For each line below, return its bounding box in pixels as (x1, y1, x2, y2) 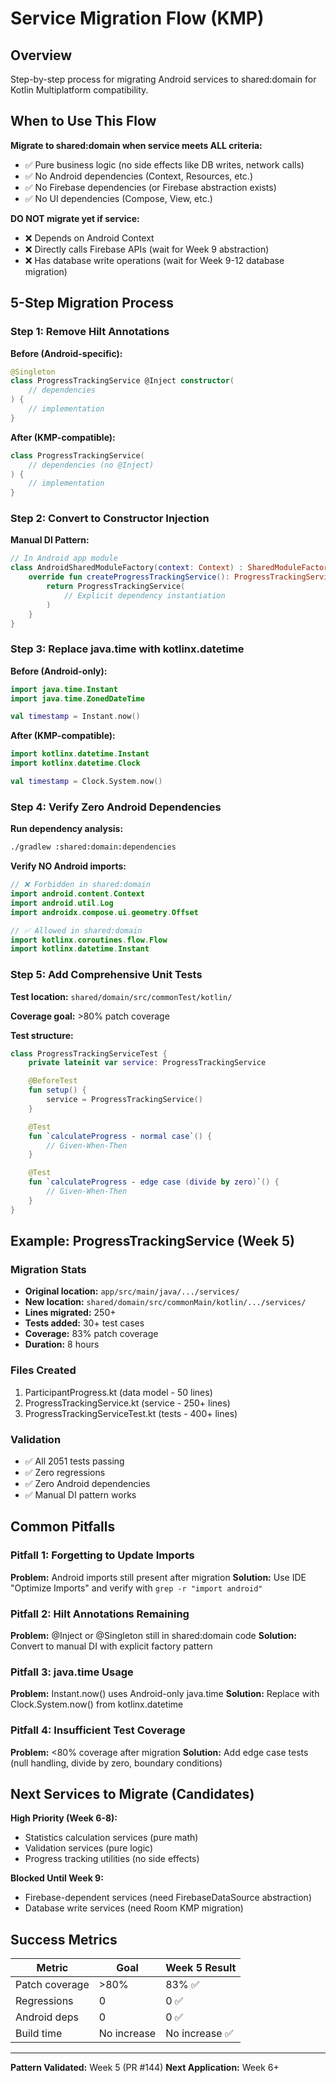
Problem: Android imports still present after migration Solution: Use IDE (10, 1571, 307, 1583)
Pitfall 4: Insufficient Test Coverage (10, 1723, 186, 1737)
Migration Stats (10, 1263, 87, 1276)
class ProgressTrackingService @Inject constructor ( (10, 376, 235, 386)
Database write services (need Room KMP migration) (24, 1902, 244, 1914)
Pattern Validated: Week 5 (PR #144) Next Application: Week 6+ (10, 2062, 280, 2074)
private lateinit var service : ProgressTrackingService (28, 1058, 267, 1068)
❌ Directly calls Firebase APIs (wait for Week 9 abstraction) (24, 243, 270, 255)
